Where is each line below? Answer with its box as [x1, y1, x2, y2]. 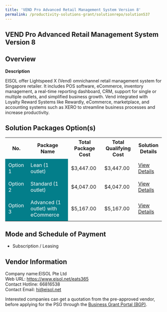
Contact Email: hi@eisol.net [5, 287, 62, 293]
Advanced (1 [30, 199, 61, 206]
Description [5, 68, 30, 74]
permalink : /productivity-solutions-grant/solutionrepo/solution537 [5, 12, 150, 17]
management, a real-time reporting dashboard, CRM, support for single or [5, 88, 157, 94]
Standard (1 [30, 180, 59, 187]
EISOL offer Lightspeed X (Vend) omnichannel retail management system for [5, 78, 162, 83]
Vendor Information [5, 257, 67, 266]
